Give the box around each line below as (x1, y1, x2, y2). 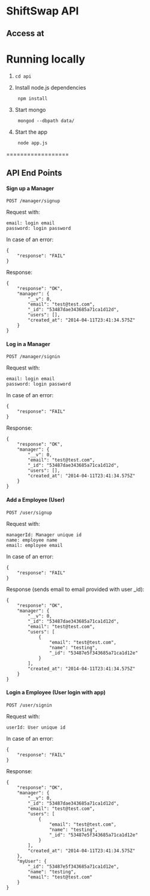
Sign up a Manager (6, 185, 55, 192)
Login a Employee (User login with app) (6, 689, 106, 696)
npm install (17, 95, 48, 102)
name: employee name (6, 537, 58, 543)
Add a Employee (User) (6, 496, 65, 503)
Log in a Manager (6, 340, 50, 347)
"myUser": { (17, 858, 47, 864)
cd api (14, 73, 32, 79)
